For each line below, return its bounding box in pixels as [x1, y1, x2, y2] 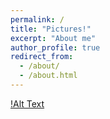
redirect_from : [10, 52, 74, 62]
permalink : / [10, 14, 65, 25]
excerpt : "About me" [10, 33, 97, 43]
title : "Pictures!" [10, 24, 92, 34]
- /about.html [19, 71, 78, 81]
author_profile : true [10, 42, 101, 53]
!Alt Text [10, 97, 45, 110]
